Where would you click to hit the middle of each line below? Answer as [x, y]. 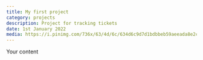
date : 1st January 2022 [36, 29]
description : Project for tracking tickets [62, 23]
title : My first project [37, 12]
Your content [22, 52]
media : [14, 35]
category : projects [31, 18]
